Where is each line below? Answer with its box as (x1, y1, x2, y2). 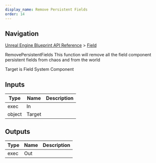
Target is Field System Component (5, 66, 74, 72)
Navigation (5, 30, 39, 38)
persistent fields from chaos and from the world (5, 57, 100, 63)
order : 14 (5, 12, 25, 16)
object (7, 111, 22, 118)
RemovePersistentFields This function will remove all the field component (5, 52, 152, 58)
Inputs (5, 81, 25, 89)
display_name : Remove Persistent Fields (5, 7, 88, 12)
